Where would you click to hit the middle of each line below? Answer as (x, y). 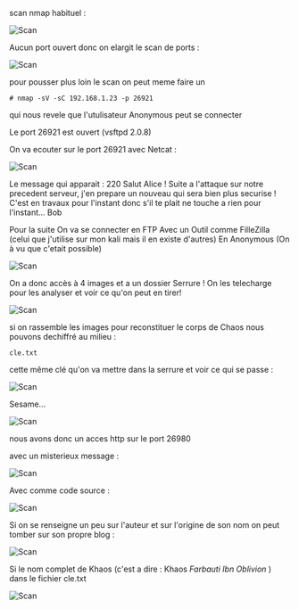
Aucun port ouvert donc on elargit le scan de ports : (104, 47)
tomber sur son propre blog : (62, 535)
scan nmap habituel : (48, 13)
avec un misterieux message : (64, 456)
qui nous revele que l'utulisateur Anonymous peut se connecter (126, 115)
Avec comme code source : (59, 490)
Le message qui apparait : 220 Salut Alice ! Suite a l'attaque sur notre (137, 184)
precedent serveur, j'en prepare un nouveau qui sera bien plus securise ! (143, 193)
